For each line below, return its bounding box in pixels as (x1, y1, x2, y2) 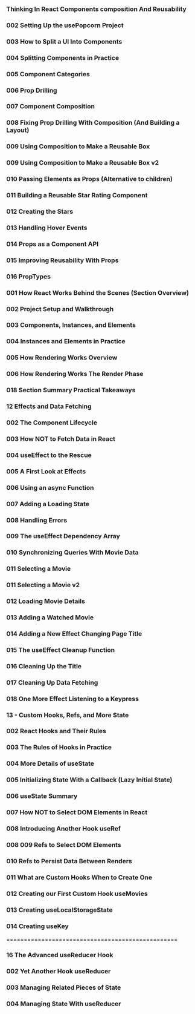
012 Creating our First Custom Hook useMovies (6, 889, 148, 898)
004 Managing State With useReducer (6, 999, 121, 1008)
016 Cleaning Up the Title (6, 662, 82, 670)
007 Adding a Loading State (6, 499, 89, 508)
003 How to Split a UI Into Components (6, 37, 123, 45)
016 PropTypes (6, 272, 51, 280)
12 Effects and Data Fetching (6, 402, 92, 410)
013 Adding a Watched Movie (6, 613, 94, 622)
